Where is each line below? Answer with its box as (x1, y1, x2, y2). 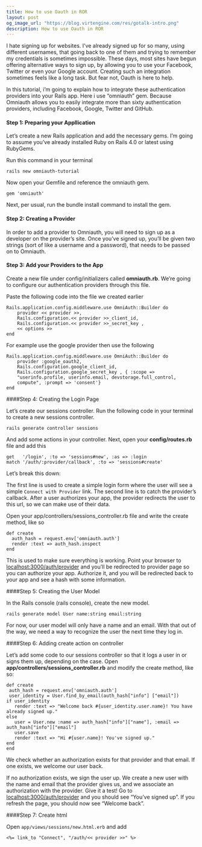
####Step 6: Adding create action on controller (6, 640, 124, 647)
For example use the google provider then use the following (6, 341, 154, 348)
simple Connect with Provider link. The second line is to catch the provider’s (6, 488, 197, 495)
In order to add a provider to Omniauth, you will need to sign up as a (6, 228, 175, 236)
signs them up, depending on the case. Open (6, 658, 119, 665)
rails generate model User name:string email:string (6, 611, 142, 617)
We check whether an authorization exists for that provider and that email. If (6, 756, 195, 763)
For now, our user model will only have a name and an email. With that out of (6, 622, 196, 629)
